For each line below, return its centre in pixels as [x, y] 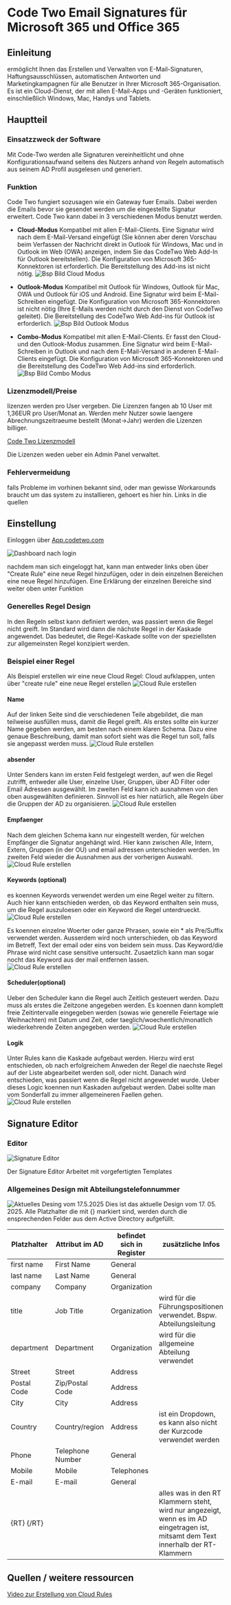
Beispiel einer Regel [41, 661]
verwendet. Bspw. [188, 1316]
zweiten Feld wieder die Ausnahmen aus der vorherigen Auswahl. [100, 856]
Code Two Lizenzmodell [41, 441]
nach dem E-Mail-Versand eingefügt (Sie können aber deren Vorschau [117, 237]
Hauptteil [27, 120]
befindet [131, 1236]
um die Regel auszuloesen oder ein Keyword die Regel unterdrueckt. [104, 909]
